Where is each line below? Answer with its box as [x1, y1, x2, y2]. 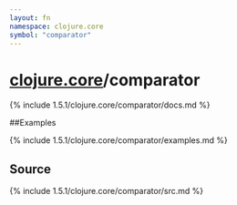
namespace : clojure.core [9, 22, 104, 31]
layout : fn [9, 13, 51, 23]
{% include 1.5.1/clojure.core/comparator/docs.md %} [9, 99, 211, 110]
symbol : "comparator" [9, 30, 92, 39]
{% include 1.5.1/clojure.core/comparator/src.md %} [9, 186, 203, 197]
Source [9, 161, 52, 177]
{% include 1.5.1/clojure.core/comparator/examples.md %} [9, 135, 228, 146]
